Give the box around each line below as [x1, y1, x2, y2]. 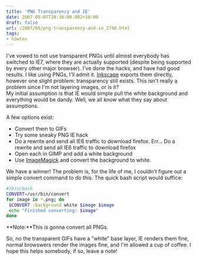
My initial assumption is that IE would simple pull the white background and [6, 90, 188, 97]
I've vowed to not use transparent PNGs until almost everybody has [6, 52, 169, 59]
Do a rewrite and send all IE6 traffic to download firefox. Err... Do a [14, 138, 175, 144]
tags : [6, 31, 19, 37]
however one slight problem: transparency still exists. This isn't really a [6, 77, 178, 84]
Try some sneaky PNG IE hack [14, 131, 88, 139]
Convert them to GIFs [14, 125, 67, 132]
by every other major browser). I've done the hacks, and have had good [6, 65, 180, 71]
